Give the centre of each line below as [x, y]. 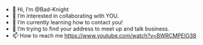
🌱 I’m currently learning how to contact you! [67, 22]
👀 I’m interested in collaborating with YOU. [66, 16]
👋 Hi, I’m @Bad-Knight [40, 9]
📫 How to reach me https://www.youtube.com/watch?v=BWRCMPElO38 [104, 36]
